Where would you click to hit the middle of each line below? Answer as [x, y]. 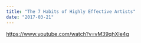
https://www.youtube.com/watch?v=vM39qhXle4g [68, 34]
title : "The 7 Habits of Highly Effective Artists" [71, 11]
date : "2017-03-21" [30, 17]
